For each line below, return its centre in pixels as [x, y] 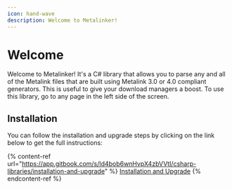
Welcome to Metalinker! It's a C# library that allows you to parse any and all [117, 74]
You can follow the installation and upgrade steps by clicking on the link [111, 135]
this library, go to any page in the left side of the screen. [88, 97]
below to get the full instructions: [55, 143]
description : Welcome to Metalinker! [63, 20]
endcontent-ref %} [34, 178]
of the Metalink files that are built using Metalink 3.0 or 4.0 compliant [107, 82]
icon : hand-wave [31, 14]
